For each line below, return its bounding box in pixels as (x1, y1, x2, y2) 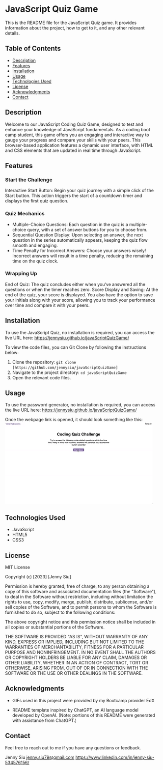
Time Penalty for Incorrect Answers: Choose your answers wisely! (12, 247, 146, 254)
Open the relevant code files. (12, 374, 71, 380)
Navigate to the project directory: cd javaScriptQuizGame (12, 370, 127, 375)
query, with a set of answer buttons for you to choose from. (27, 227, 148, 232)
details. (5, 30, 20, 36)
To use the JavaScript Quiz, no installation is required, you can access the (5, 329, 155, 335)
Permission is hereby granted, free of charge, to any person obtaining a (5, 583, 150, 589)
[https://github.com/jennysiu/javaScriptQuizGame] (12, 365, 118, 370)
